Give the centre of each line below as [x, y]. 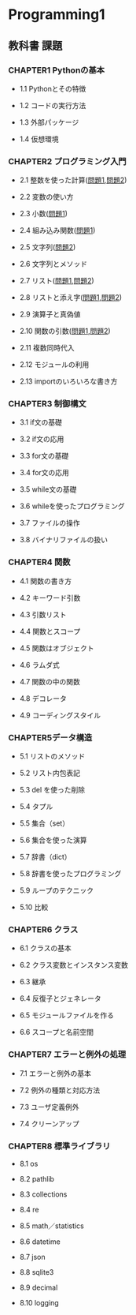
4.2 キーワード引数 [50, 598]
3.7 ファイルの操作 [50, 523]
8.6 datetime [40, 1242]
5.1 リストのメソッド [52, 756]
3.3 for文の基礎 [44, 456]
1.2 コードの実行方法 [53, 105]
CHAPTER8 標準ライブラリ [59, 1146]
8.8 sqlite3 [37, 1272]
